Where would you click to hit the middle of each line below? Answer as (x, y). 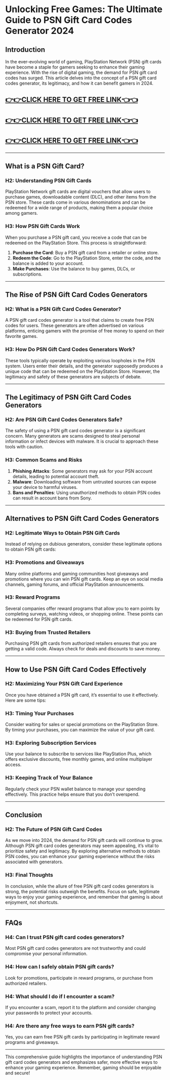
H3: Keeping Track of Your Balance (49, 778)
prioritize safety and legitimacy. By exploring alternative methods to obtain (83, 851)
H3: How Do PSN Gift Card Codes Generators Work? (70, 350)
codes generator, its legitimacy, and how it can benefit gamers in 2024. (79, 83)
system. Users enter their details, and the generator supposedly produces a (84, 366)
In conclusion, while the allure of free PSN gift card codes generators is (80, 886)
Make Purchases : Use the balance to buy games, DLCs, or (74, 268)
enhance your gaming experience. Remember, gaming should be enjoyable (83, 1068)
